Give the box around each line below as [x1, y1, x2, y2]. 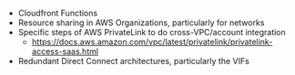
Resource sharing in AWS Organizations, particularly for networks [17, 17, 265, 28]
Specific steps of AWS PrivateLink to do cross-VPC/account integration [17, 27, 287, 37]
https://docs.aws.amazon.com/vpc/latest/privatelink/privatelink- [31, 36, 273, 47]
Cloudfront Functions [17, 8, 98, 18]
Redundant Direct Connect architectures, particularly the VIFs [17, 56, 250, 66]
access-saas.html [31, 46, 98, 57]
